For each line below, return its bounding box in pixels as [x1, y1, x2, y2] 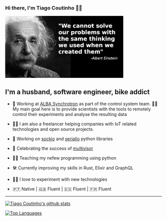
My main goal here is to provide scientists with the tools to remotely [12, 106, 151, 112]
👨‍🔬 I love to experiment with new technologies [12, 176, 108, 182]
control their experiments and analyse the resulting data [12, 111, 127, 117]
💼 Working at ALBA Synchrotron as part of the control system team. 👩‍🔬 [12, 101, 158, 107]
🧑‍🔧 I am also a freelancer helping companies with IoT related [12, 121, 137, 127]
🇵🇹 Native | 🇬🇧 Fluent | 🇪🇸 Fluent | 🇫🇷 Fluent [12, 186, 112, 192]
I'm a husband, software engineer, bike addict [5, 88, 150, 96]
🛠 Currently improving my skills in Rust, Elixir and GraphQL [12, 165, 134, 171]
